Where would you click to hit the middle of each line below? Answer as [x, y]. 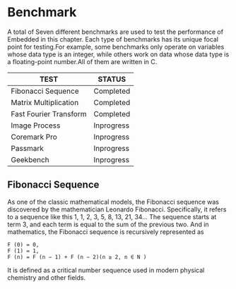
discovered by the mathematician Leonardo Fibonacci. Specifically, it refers [117, 209]
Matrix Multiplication [45, 102]
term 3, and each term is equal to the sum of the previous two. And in [108, 224]
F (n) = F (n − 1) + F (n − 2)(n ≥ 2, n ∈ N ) [77, 257]
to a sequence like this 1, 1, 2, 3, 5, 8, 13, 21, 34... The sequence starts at [112, 216]
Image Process [36, 125]
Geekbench [30, 159]
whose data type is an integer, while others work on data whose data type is [118, 54]
